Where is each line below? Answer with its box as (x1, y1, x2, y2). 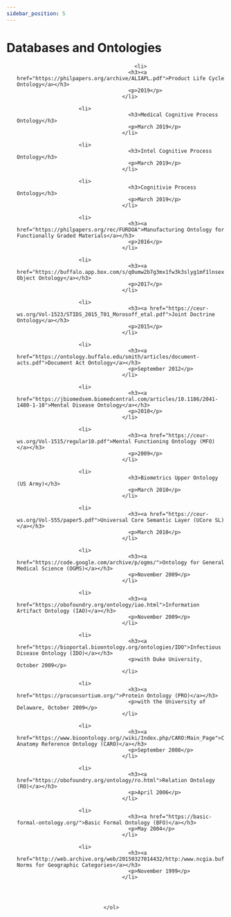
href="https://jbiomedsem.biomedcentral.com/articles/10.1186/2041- (16, 396, 219, 402)
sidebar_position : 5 (6, 10, 66, 17)
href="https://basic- (149, 813, 212, 820)
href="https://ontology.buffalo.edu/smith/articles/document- (16, 353, 200, 360)
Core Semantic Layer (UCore (131, 517, 212, 524)
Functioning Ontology (133, 438, 197, 445)
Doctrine (190, 311, 215, 318)
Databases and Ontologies (6, 39, 162, 55)
